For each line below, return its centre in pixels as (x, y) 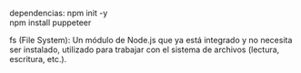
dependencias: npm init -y (59, 13)
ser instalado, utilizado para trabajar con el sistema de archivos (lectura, (145, 50)
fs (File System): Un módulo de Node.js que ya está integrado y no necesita (151, 40)
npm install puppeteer (50, 23)
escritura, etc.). (38, 59)
